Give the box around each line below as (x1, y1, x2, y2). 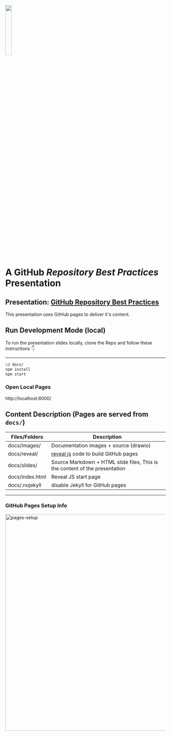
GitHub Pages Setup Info (5, 502, 68, 509)
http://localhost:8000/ (5, 395, 52, 401)
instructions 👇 (5, 345, 35, 352)
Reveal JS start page (51, 473, 101, 480)
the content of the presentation (51, 465, 126, 472)
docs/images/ (8, 442, 41, 449)
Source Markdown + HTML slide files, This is (51, 458, 158, 466)
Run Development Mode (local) (5, 326, 106, 335)
